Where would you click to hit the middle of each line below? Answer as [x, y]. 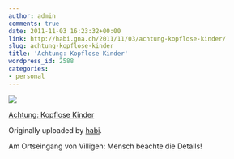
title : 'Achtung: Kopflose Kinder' [68, 54]
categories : [28, 69]
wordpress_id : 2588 [41, 62]
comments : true [34, 24]
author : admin [32, 16]
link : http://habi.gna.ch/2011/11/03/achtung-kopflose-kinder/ [117, 39]
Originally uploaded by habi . [55, 130]
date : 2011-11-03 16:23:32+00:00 [65, 31]
